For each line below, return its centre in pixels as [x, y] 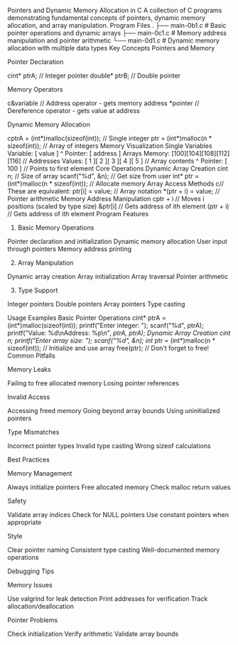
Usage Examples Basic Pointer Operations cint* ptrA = [87, 318]
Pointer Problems [33, 620]
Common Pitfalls [31, 356]
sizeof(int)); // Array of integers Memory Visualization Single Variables [110, 146]
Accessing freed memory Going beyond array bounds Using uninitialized [114, 411]
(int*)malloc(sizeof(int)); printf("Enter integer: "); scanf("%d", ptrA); [106, 325]
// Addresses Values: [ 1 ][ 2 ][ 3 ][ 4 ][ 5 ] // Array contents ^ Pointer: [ [125, 161]
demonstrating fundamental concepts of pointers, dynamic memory [107, 18]
